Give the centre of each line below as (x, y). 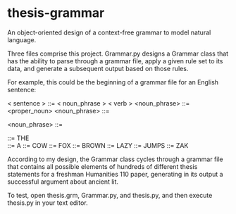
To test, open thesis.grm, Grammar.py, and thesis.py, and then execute (110, 195)
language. (22, 39)
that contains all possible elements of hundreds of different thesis (103, 166)
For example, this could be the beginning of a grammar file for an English (113, 82)
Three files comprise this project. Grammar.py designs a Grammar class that (118, 53)
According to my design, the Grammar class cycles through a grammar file (115, 159)
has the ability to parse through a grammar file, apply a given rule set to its (115, 61)
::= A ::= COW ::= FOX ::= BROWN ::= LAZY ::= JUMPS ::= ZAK (98, 145)
